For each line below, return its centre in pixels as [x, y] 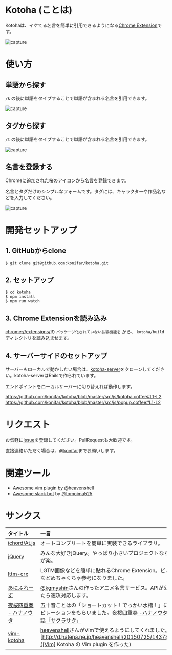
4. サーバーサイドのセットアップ [56, 356]
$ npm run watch [23, 301]
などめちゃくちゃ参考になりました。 [84, 578]
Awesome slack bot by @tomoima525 [52, 493]
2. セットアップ [29, 280]
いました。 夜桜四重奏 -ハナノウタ [127, 613]
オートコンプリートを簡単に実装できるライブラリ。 [102, 543]
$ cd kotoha [18, 292]
